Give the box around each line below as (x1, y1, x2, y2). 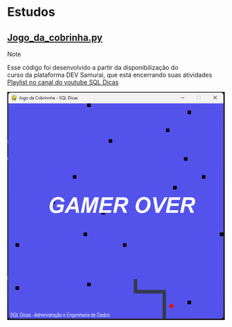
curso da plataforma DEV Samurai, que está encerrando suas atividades (7, 71, 213, 79)
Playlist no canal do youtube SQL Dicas (7, 78, 119, 86)
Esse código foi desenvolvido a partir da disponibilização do (7, 64, 179, 71)
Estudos (7, 4, 55, 20)
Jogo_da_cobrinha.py (7, 32, 103, 44)
